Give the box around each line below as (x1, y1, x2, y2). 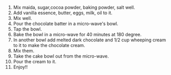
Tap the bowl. (13, 26, 42, 32)
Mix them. (13, 48, 35, 54)
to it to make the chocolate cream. (13, 42, 86, 48)
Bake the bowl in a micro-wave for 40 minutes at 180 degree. (13, 32, 142, 37)
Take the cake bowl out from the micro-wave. (13, 53, 109, 59)
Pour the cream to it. (13, 59, 57, 64)
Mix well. (13, 15, 32, 21)
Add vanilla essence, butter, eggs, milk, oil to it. (13, 10, 113, 16)
